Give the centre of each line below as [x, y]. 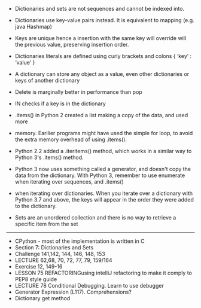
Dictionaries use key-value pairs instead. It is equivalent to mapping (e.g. [104, 20]
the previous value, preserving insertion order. [72, 45]
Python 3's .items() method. [49, 157]
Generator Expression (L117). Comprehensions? [73, 292]
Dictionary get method [42, 298]
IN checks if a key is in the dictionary [60, 103]
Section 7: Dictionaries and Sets [54, 247]
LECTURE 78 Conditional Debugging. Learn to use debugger [89, 286]
